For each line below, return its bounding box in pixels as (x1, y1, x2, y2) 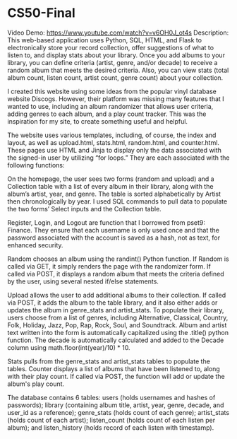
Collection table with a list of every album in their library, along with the (7, 182, 214, 190)
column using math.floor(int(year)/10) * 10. (7, 343, 130, 351)
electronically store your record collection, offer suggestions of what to (7, 43, 214, 52)
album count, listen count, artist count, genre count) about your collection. (7, 73, 224, 82)
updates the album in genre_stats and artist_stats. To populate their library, (7, 305, 224, 314)
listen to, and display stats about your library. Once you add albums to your (7, 51, 226, 59)
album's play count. (7, 380, 65, 388)
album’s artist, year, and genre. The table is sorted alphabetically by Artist (7, 189, 221, 198)
